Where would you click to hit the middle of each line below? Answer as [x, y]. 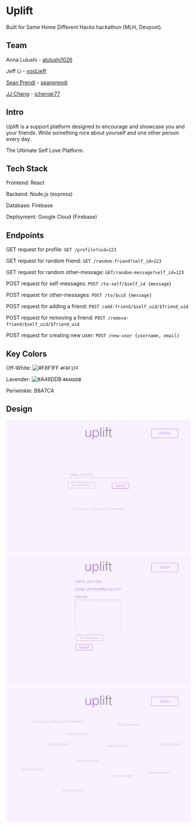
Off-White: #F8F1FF [42, 368]
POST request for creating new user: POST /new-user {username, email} [93, 335]
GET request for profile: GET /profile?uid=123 [61, 249]
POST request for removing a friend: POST [56, 318]
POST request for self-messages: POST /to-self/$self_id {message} [89, 283]
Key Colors [27, 354]
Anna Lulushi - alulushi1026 [39, 59]
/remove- [118, 318]
